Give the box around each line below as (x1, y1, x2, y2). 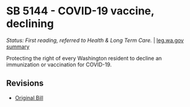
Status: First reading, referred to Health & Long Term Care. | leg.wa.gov (6, 36, 184, 44)
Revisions (6, 78, 44, 88)
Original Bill (14, 94, 44, 101)
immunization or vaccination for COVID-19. (6, 61, 112, 68)
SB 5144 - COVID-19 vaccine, (6, 4, 155, 18)
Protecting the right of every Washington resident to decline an (6, 54, 162, 62)
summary (6, 43, 30, 50)
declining (6, 17, 54, 30)
